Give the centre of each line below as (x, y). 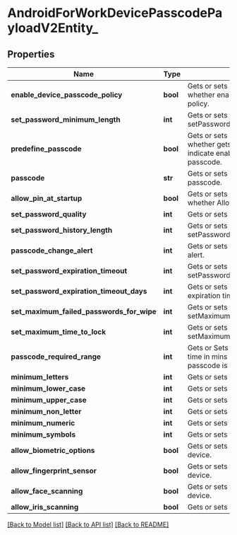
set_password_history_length (62, 230)
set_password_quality (49, 214)
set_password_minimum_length (66, 120)
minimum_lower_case (48, 389)
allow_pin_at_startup (47, 198)
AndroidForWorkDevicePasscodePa (115, 13)
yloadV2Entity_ (53, 28)
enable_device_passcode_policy (67, 95)
